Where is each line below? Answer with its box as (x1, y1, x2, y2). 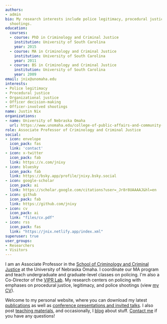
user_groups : (5, 238, 32, 243)
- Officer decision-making (5, 100, 61, 105)
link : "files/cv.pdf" (9, 215, 55, 220)
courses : (9, 30, 28, 35)
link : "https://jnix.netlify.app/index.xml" (9, 229, 103, 234)
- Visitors (5, 247, 28, 252)
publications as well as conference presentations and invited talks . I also (5, 303, 154, 309)
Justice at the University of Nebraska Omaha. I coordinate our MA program (5, 266, 159, 272)
